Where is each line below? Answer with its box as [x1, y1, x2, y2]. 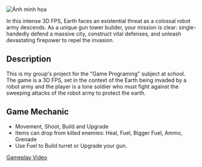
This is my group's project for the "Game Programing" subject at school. [6, 70, 186, 77]
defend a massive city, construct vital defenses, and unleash [30, 30, 181, 37]
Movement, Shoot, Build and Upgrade [14, 122, 109, 130]
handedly [6, 30, 30, 37]
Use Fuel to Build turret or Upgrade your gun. [14, 142, 128, 149]
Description [6, 54, 51, 65]
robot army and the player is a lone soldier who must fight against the [6, 83, 179, 90]
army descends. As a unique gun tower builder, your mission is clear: [6, 24, 178, 31]
